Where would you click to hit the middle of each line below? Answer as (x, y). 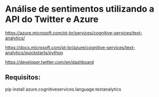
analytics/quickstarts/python (34, 53)
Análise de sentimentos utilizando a (80, 9)
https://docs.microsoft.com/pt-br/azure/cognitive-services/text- (70, 47)
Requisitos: (23, 77)
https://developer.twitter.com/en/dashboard (49, 62)
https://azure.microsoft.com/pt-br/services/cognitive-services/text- (74, 33)
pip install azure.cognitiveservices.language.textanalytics (63, 89)
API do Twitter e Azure (52, 19)
